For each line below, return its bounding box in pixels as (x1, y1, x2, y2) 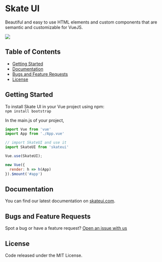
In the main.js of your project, (5, 117, 65, 123)
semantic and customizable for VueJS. (5, 24, 83, 30)
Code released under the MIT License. (5, 253, 83, 258)
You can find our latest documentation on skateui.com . (5, 198, 116, 204)
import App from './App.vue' (5, 131, 65, 136)
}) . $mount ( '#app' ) (5, 171, 43, 176)
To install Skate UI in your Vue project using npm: (5, 103, 104, 109)
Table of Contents (5, 48, 61, 56)
